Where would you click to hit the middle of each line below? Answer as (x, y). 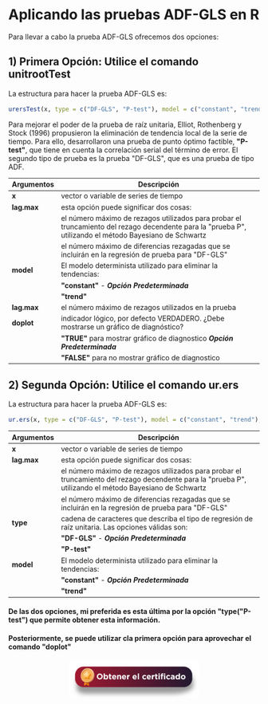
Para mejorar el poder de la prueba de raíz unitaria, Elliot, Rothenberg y (125, 124)
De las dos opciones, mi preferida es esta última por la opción (112, 612)
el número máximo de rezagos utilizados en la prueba (149, 308)
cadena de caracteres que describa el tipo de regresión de (157, 518)
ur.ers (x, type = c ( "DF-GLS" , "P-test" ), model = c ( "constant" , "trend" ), (135, 420)
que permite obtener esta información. (95, 620)
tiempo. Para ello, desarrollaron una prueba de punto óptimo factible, (122, 141)
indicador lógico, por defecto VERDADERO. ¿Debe (143, 319)
